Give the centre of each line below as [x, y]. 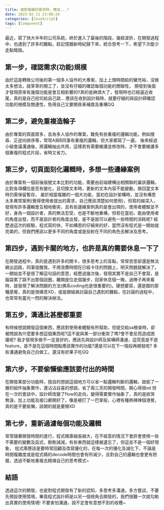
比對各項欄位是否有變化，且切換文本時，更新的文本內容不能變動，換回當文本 [82, 188]
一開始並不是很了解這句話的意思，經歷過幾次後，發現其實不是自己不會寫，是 [82, 273]
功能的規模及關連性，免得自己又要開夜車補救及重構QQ [60, 105]
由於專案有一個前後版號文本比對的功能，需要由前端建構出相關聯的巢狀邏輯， [82, 182]
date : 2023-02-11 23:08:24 [32, 14]
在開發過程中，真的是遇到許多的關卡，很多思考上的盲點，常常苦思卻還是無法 [82, 261]
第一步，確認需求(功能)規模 [46, 67]
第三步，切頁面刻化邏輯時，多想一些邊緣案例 [72, 170]
